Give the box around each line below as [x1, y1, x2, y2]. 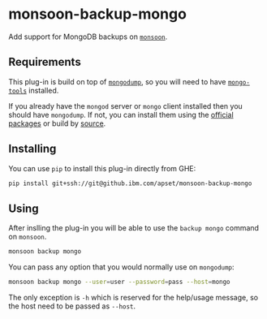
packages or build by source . [8, 119, 106, 128]
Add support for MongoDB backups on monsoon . [8, 32, 168, 41]
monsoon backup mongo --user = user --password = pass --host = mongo [8, 278, 230, 287]
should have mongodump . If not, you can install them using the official [8, 110, 234, 119]
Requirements [8, 55, 81, 69]
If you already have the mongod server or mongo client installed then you [8, 101, 243, 110]
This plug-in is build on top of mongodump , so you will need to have [8, 76, 226, 86]
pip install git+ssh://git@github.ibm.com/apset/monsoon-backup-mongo [8, 179, 252, 188]
